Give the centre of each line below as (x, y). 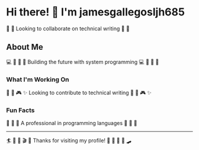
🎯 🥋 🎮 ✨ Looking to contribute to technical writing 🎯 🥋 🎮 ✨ (79, 93)
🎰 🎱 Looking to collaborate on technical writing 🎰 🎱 (68, 28)
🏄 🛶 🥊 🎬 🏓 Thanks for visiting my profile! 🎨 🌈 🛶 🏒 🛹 (69, 141)
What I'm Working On (38, 79)
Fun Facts (20, 110)
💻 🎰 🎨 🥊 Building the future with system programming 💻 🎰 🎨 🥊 (83, 62)
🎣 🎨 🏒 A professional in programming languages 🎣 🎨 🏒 (72, 123)
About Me (25, 47)
